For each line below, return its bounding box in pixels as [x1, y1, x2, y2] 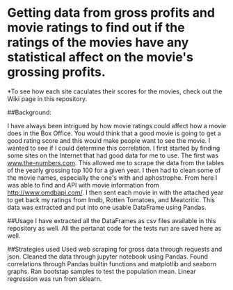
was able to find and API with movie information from [7, 181, 159, 189]
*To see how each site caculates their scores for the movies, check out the [7, 87, 223, 96]
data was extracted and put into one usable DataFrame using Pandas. [7, 203, 207, 211]
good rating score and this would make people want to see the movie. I [7, 136, 211, 144]
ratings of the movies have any [7, 35, 189, 50]
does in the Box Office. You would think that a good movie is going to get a [7, 129, 221, 137]
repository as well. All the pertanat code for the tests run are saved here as [7, 224, 222, 232]
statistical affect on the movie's [7, 49, 193, 66]
